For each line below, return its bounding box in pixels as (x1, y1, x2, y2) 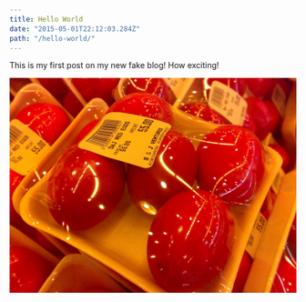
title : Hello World (9, 15, 84, 24)
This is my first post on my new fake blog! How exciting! (9, 60, 219, 71)
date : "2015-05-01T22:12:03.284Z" (9, 24, 141, 34)
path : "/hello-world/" (9, 34, 96, 43)
